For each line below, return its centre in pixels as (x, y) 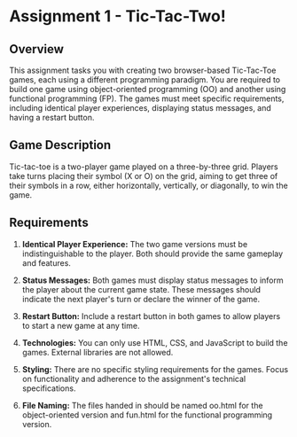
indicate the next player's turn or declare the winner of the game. (141, 299)
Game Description (60, 145)
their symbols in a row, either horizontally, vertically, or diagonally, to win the (148, 185)
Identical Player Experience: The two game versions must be (135, 244)
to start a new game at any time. (81, 325)
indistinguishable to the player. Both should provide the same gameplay (152, 254)
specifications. (49, 388)
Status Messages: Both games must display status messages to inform (152, 280)
